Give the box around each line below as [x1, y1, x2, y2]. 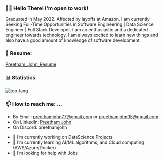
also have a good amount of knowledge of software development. [5, 37, 141, 43]
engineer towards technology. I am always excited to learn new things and [5, 32, 158, 38]
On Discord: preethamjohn [12, 124, 67, 130]
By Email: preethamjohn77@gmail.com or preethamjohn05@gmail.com [12, 114, 159, 120]
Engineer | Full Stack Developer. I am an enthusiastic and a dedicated [5, 27, 148, 33]
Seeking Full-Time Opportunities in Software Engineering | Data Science [5, 21, 154, 27]
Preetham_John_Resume [5, 61, 57, 67]
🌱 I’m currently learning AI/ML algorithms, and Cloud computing [12, 139, 144, 145]
